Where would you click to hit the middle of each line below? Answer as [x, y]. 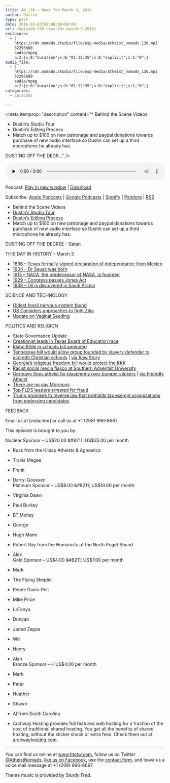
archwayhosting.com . [35, 740]
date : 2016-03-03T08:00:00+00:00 [41, 24]
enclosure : [17, 34]
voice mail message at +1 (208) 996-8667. [49, 765]
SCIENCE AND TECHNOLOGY [36, 295]
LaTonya [21, 610]
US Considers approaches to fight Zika [53, 311]
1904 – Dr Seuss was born [40, 269]
